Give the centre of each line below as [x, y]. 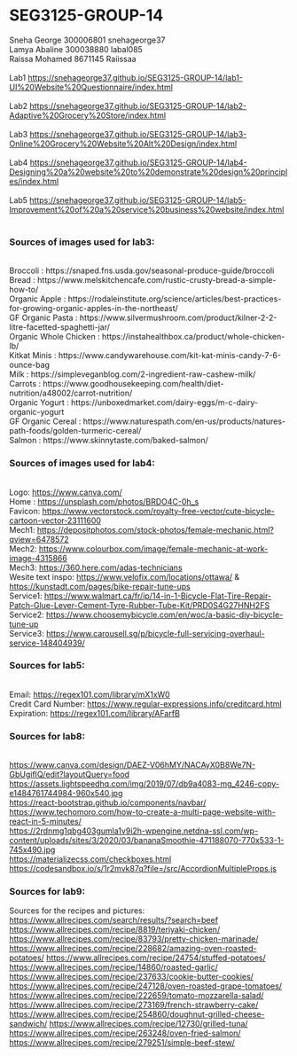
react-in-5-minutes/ [46, 822]
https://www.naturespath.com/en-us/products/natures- [184, 421]
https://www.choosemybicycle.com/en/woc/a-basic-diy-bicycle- [164, 614]
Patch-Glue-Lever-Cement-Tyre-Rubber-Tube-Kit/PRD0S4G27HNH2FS [140, 605]
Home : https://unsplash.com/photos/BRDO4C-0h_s [104, 501]
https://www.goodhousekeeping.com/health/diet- [133, 384]
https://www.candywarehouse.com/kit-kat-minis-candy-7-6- [170, 356]
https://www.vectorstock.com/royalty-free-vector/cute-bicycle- [158, 511]
